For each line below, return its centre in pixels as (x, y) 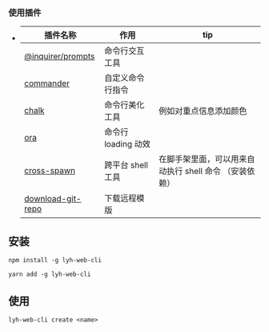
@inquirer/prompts (59, 56)
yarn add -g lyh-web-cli (50, 274)
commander (47, 83)
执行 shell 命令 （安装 (207, 172)
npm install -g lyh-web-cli (55, 261)
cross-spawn (50, 171)
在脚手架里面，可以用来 (203, 160)
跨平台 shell (126, 165)
